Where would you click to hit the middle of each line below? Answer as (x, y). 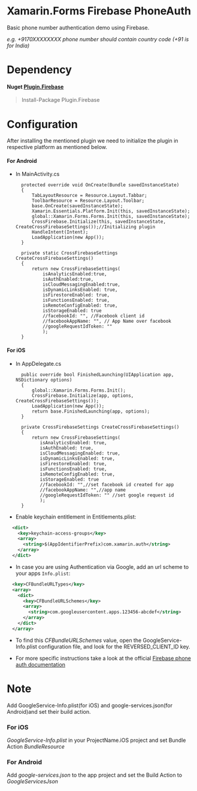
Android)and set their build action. (49, 711)
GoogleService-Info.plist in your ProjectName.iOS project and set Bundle (96, 740)
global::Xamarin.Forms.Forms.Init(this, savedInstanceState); (111, 217)
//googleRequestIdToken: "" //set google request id (107, 495)
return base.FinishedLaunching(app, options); (91, 411)
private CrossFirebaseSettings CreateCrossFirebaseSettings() (100, 427)
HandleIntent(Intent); (60, 232)
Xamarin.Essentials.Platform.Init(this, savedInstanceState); (111, 211)
